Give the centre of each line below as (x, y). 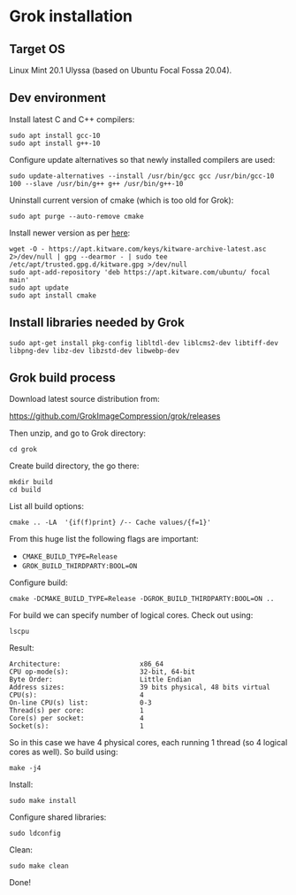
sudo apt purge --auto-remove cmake (76, 216)
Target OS (38, 49)
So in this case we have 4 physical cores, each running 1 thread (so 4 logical (148, 743)
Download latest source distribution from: (85, 399)
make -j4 (25, 768)
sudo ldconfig (35, 834)
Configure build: (38, 583)
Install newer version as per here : (70, 233)
